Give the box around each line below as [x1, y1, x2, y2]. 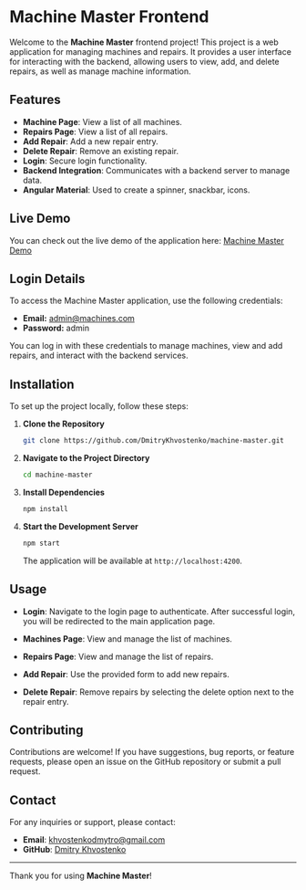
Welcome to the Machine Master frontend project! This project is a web [9, 37, 280, 47]
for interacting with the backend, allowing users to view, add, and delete [9, 56, 280, 67]
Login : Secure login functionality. [22, 155, 148, 166]
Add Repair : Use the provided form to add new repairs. [22, 668, 229, 679]
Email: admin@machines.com [22, 313, 135, 324]
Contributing [9, 722, 84, 738]
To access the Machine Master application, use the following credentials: [9, 295, 283, 307]
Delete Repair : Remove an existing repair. [22, 145, 179, 156]
